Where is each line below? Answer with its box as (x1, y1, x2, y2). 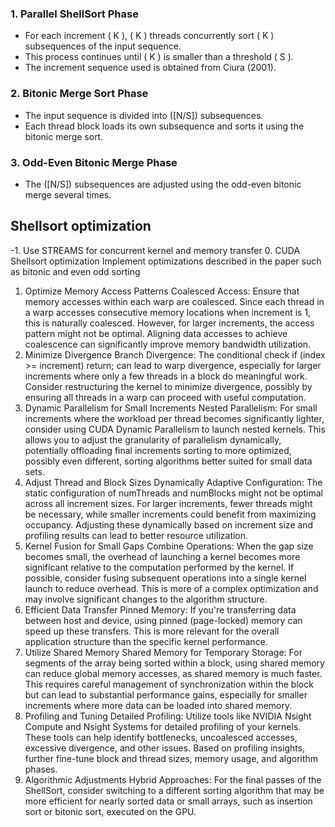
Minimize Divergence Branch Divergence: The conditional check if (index (24, 348, 326, 361)
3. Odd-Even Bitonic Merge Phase (10, 155, 178, 169)
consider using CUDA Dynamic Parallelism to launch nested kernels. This (24, 423, 326, 435)
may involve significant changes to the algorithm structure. (24, 593, 268, 605)
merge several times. (24, 188, 112, 201)
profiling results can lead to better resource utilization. (24, 529, 249, 541)
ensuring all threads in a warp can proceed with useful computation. (24, 391, 307, 403)
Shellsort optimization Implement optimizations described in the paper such (10, 255, 322, 267)
